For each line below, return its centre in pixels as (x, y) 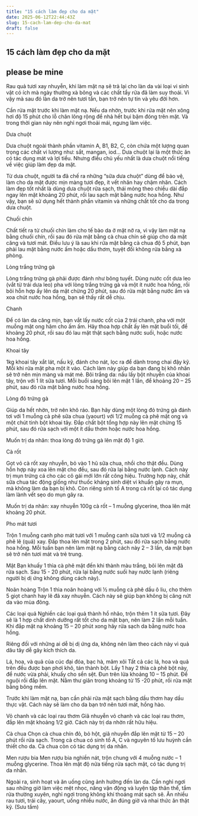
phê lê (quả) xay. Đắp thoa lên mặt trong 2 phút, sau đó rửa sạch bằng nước (98, 542)
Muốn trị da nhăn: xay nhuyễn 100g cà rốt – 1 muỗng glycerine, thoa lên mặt (98, 506)
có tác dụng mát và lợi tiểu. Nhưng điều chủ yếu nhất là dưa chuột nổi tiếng (98, 158)
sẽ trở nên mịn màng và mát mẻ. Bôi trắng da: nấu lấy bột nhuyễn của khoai (98, 375)
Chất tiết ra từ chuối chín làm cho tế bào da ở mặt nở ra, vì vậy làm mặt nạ (96, 231)
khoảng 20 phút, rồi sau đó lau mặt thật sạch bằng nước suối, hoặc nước (95, 333)
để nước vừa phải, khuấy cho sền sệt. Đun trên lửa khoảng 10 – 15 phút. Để (97, 674)
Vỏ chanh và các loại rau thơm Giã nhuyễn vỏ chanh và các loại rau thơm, (95, 716)
